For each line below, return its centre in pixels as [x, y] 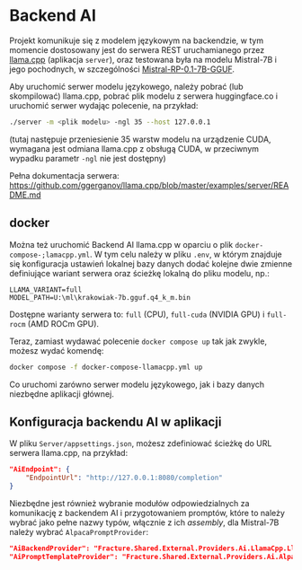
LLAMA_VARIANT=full [46, 289]
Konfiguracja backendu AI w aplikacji [115, 421]
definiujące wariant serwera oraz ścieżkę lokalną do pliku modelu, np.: [139, 273]
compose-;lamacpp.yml [50, 255]
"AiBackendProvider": [50, 548]
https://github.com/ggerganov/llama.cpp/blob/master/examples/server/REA [149, 185]
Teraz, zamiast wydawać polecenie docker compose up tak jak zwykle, [138, 341]
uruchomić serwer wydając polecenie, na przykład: [104, 105]
